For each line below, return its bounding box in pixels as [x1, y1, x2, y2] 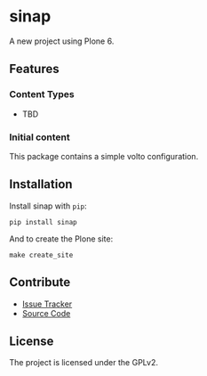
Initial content [9, 131, 71, 143]
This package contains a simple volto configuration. [9, 151, 199, 161]
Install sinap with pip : [9, 200, 87, 211]
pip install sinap [9, 217, 77, 226]
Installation [9, 176, 73, 192]
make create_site [9, 250, 74, 259]
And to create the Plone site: [9, 233, 114, 244]
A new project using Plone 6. [9, 36, 115, 46]
